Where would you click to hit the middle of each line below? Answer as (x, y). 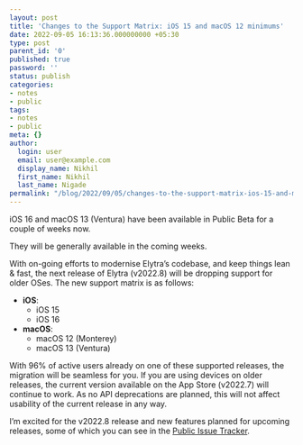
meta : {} (26, 135)
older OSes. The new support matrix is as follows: (102, 283)
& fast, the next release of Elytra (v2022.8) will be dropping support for (141, 273)
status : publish (40, 77)
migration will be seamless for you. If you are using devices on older (136, 375)
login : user (40, 151)
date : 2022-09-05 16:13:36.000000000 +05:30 (94, 34)
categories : (32, 85)
